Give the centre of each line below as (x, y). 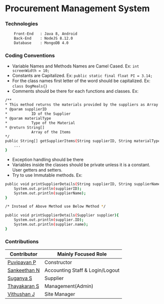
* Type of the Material (40, 123)
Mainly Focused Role (82, 254)
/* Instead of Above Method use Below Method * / (55, 206)
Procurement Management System (77, 9)
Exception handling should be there (48, 159)
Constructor (58, 262)
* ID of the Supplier (38, 114)
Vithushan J (21, 294)
